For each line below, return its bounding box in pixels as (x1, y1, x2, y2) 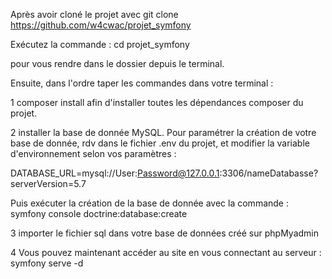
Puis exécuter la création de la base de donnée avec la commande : (10, 197, 289, 209)
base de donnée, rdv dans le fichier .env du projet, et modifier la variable (10, 137, 310, 149)
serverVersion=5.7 (10, 178, 87, 189)
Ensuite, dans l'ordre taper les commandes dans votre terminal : (10, 77, 274, 89)
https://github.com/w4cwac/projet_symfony (10, 19, 192, 31)
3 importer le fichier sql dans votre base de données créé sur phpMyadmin (10, 227, 320, 239)
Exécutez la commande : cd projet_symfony (10, 39, 190, 50)
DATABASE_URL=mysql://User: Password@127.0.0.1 (10, 167, 220, 179)
